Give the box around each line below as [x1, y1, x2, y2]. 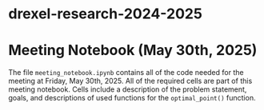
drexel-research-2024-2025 [8, 5, 202, 23]
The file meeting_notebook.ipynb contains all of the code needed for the [8, 68, 244, 77]
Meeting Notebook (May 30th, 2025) [8, 41, 258, 60]
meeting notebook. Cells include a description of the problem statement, [8, 84, 247, 94]
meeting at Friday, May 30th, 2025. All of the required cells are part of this [8, 77, 253, 86]
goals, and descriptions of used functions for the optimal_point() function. [8, 93, 256, 103]
